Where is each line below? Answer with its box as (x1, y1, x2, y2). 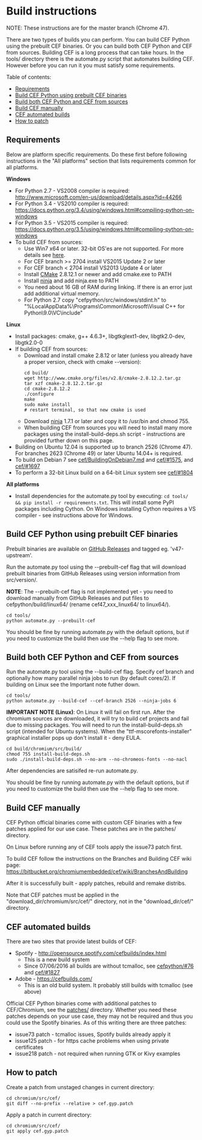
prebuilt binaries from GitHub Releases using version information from (6, 569, 180, 577)
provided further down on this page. (24, 436, 114, 444)
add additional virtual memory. (24, 290, 100, 297)
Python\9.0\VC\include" (24, 309, 83, 316)
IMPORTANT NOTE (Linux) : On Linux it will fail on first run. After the (6, 708, 175, 716)
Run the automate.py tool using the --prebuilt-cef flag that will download (6, 563, 186, 571)
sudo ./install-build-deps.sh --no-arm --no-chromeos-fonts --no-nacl (6, 757, 188, 763)
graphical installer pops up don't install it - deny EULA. (6, 734, 142, 742)
